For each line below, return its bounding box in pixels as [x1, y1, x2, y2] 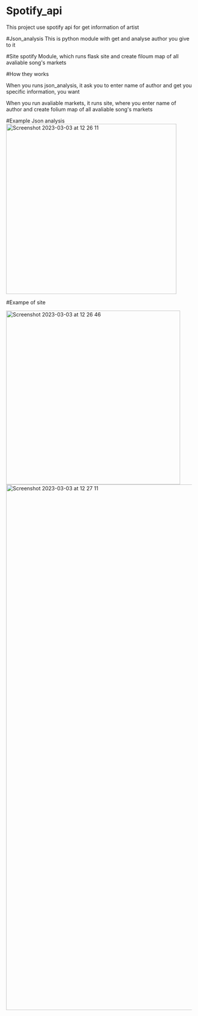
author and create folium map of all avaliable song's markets [6, 105, 153, 113]
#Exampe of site [6, 299, 46, 306]
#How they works [6, 70, 49, 77]
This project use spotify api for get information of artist [6, 24, 140, 31]
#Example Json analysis [6, 117, 65, 124]
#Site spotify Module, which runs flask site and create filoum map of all [6, 52, 179, 60]
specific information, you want [6, 88, 80, 95]
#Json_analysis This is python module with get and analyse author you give [6, 35, 190, 42]
